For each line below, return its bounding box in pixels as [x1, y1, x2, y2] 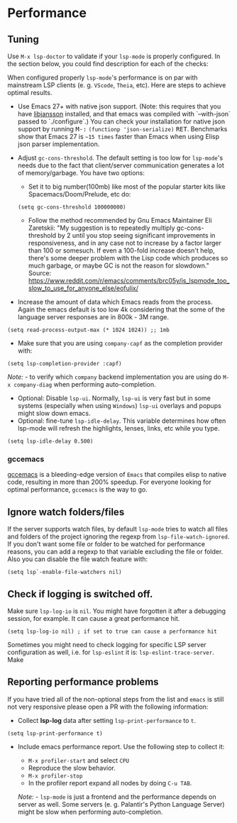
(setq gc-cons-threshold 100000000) [17, 204, 126, 211]
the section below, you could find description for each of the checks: [7, 60, 209, 68]
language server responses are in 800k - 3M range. [17, 313, 169, 321]
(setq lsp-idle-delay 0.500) [7, 438, 94, 445]
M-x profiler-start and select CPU [28, 756, 130, 764]
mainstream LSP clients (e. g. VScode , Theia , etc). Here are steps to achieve [7, 81, 226, 89]
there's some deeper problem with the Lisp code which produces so [28, 254, 228, 262]
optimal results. [7, 89, 53, 96]
